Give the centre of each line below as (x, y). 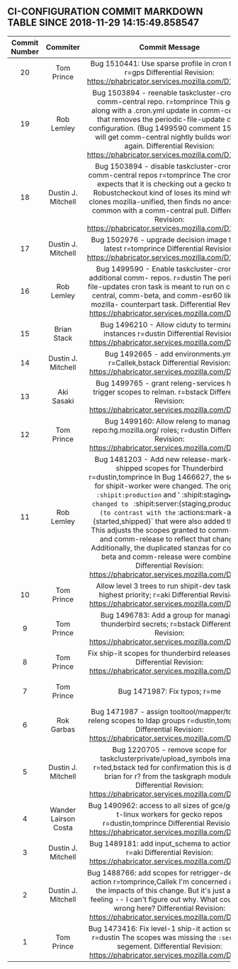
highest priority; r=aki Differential (154, 594)
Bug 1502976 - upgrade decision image (159, 239)
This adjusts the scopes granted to (149, 530)
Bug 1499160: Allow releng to (155, 421)
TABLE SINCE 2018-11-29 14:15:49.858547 (103, 23)
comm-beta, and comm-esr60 (170, 295)
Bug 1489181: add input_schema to (150, 844)
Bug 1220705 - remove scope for (170, 749)
